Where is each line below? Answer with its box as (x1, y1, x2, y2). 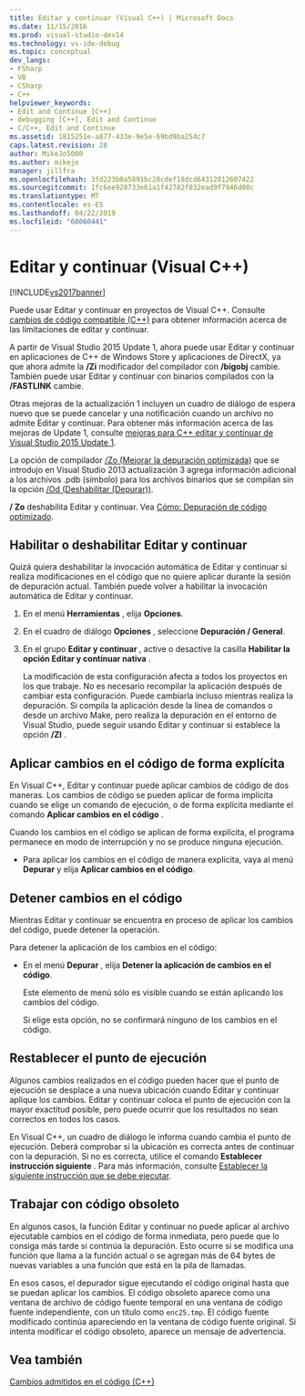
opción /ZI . (22, 729, 66, 740)
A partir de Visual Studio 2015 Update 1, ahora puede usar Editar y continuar (9, 341, 295, 352)
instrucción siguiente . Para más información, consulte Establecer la (9, 1160, 269, 1171)
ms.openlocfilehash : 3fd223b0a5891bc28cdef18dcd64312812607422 (9, 174, 255, 184)
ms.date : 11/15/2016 (9, 22, 88, 31)
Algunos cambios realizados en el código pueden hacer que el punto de (9, 1075, 280, 1086)
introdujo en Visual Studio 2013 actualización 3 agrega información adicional (9, 464, 297, 475)
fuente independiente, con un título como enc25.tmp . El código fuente (9, 1307, 269, 1317)
